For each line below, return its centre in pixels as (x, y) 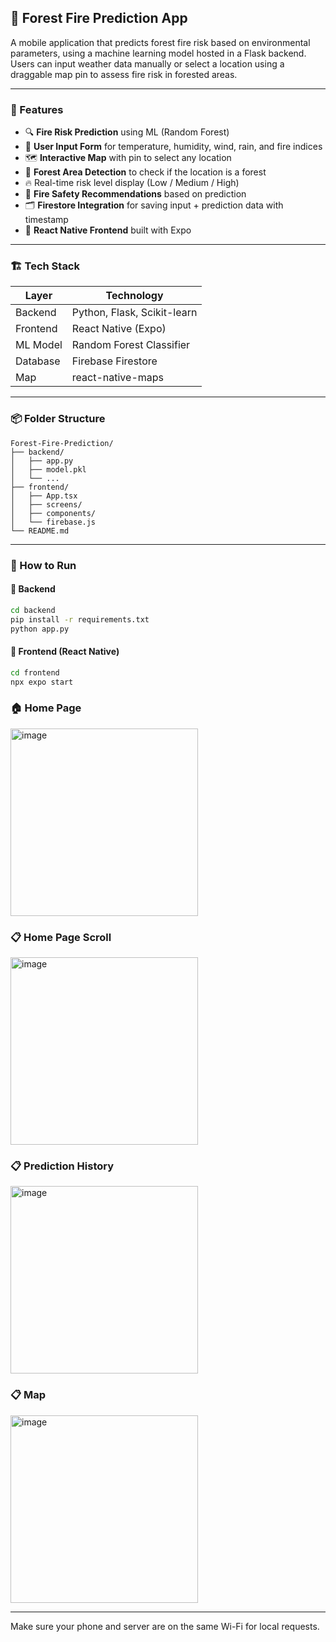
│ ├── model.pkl (48, 469)
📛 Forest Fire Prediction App (99, 18)
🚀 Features (37, 109)
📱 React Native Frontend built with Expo (108, 230)
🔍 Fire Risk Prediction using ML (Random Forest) (127, 132)
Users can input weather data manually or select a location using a (147, 63)
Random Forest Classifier (131, 345)
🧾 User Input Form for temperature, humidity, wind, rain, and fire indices (173, 147)
